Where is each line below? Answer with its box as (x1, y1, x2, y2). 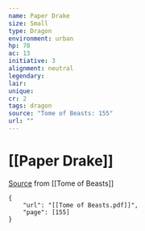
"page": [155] (23, 208, 70, 216)
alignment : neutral (8, 65, 74, 73)
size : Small (8, 19, 48, 27)
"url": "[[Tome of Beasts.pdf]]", (23, 201, 139, 209)
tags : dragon (8, 102, 52, 110)
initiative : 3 (8, 57, 56, 65)
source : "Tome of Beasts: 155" (8, 110, 114, 118)
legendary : (8, 72, 45, 80)
